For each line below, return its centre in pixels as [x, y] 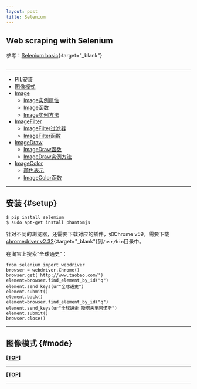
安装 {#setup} [32, 203]
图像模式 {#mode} [39, 343]
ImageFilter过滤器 [45, 128]
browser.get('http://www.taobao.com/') [55, 275]
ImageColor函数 [43, 177]
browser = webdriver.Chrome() [43, 270]
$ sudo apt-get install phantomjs [48, 222]
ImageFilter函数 [42, 136]
